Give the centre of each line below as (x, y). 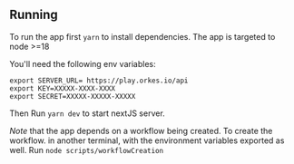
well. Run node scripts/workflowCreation (87, 150)
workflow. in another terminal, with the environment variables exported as (147, 140)
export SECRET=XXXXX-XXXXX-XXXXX (73, 96)
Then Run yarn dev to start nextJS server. (87, 113)
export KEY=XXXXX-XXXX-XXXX (63, 88)
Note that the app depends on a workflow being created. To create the (141, 130)
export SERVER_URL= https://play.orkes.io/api (99, 81)
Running (34, 15)
